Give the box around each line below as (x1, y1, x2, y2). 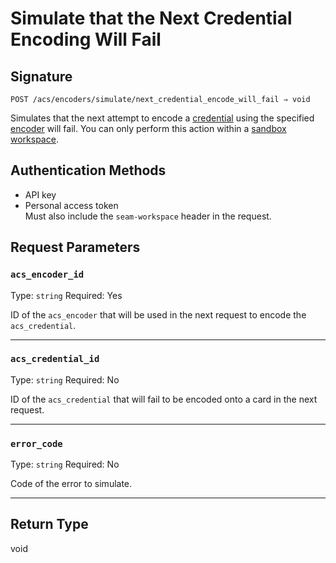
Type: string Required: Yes (10, 289, 123, 301)
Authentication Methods (10, 162, 167, 179)
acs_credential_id (10, 353, 100, 365)
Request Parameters (10, 239, 141, 256)
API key (24, 188, 57, 201)
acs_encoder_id (10, 269, 85, 281)
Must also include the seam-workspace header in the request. (24, 210, 272, 222)
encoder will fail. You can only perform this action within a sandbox (10, 123, 287, 134)
